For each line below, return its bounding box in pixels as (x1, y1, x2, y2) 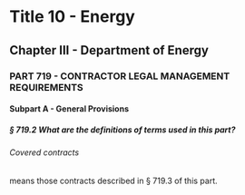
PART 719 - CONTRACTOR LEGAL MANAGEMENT (9, 70, 230, 83)
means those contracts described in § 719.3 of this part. (9, 175, 218, 186)
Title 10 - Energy (9, 6, 136, 27)
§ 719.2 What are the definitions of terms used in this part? (9, 124, 236, 135)
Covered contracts (9, 147, 80, 158)
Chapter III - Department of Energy (9, 43, 209, 58)
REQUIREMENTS (9, 81, 83, 93)
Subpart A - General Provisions (9, 103, 130, 114)
